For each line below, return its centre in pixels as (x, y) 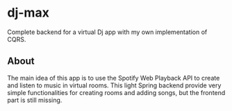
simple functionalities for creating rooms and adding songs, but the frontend (116, 92)
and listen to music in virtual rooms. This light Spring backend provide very (114, 85)
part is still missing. (35, 100)
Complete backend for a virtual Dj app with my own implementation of (107, 32)
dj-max (28, 13)
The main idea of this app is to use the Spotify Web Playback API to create (114, 78)
